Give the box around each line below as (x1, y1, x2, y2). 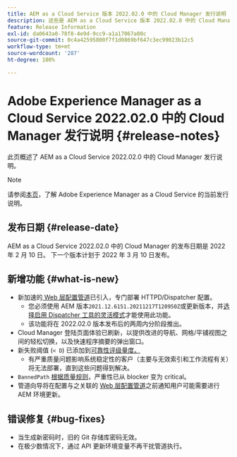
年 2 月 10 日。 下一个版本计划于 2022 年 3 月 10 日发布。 (7, 250, 174, 259)
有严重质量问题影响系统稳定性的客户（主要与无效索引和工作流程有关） (28, 355, 229, 364)
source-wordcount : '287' (7, 50, 80, 57)
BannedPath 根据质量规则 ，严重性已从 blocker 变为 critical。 (17, 372, 190, 381)
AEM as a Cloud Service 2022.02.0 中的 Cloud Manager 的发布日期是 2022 (7, 242, 226, 250)
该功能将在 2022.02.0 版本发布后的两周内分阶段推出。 (28, 319, 186, 328)
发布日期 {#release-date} (7, 222, 119, 234)
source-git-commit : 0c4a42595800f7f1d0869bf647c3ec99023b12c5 (7, 37, 194, 44)
